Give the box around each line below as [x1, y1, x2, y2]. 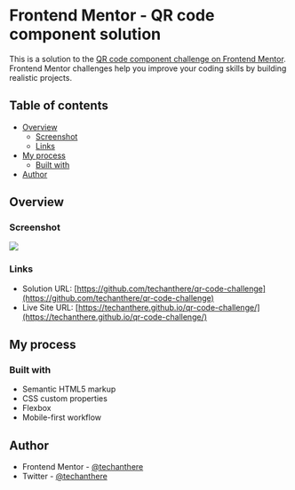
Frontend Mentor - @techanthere [21, 462, 144, 472]
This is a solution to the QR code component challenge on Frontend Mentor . [9, 53, 286, 64]
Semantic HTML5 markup [21, 383, 116, 395]
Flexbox [21, 403, 52, 414]
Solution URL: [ [21, 283, 77, 294]
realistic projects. [9, 72, 73, 83]
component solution [9, 24, 162, 44]
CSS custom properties [21, 393, 108, 404]
